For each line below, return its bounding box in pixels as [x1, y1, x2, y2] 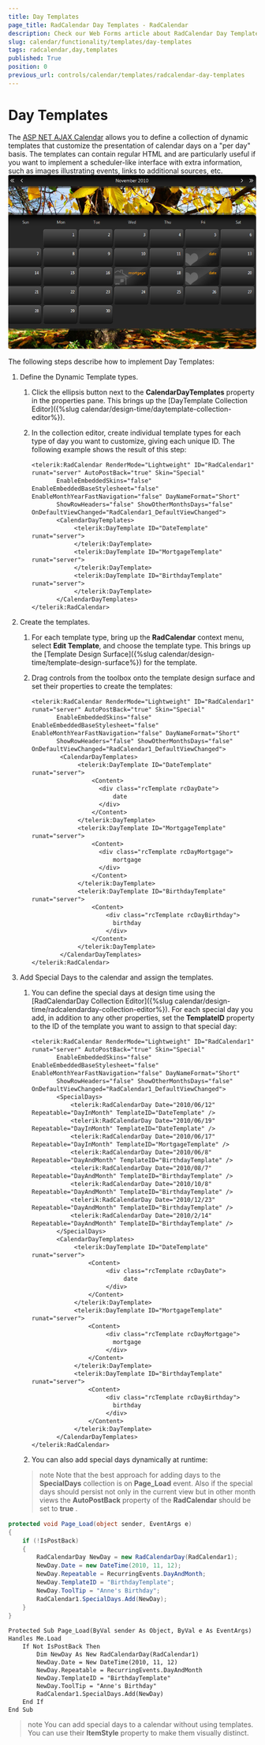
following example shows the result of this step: [31, 444, 187, 454]
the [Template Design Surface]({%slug [31, 649, 158, 659]
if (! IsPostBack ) [22, 1536, 80, 1545]
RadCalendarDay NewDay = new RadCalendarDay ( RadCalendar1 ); [36, 1554, 238, 1562]
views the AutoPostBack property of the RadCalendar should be [39, 1495, 251, 1505]
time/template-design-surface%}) [31, 657, 142, 667]
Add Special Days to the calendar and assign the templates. [19, 973, 215, 982]
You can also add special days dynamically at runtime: [31, 1455, 208, 1464]
